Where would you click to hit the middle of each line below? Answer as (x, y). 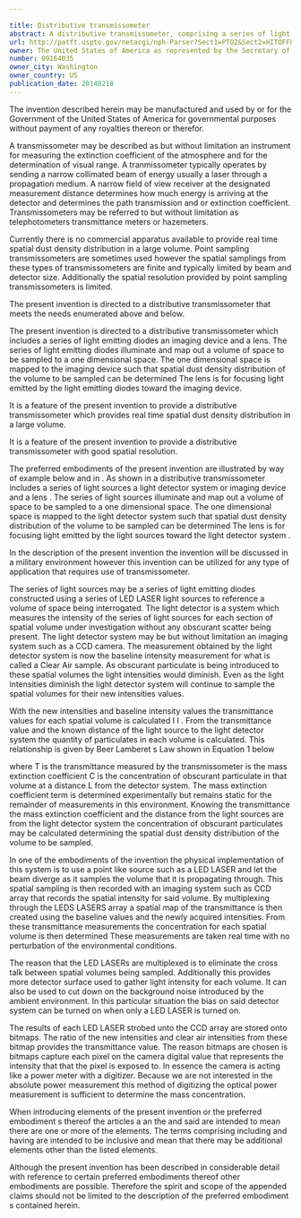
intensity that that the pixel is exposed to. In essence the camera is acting (145, 1066)
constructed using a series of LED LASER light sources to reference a (137, 598)
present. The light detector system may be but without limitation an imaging (149, 636)
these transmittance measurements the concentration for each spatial (138, 926)
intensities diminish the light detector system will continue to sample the (142, 684)
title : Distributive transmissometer (80, 25)
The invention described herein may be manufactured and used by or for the (150, 109)
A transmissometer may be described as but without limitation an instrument (150, 145)
